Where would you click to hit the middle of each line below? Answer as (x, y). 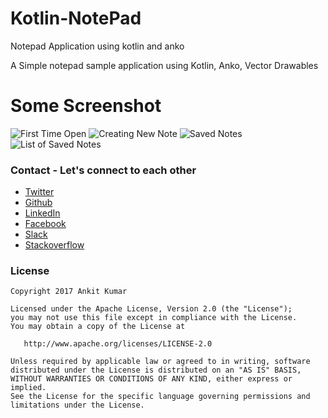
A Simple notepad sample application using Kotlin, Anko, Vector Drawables (164, 65)
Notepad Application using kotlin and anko (97, 46)
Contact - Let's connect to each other (103, 170)
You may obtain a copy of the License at (98, 327)
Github (38, 203)
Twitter (39, 192)
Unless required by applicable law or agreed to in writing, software (160, 362)
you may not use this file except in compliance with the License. (154, 318)
